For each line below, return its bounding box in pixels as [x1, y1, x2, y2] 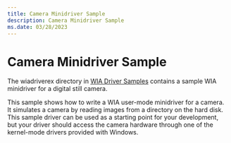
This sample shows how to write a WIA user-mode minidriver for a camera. [7, 98, 225, 106]
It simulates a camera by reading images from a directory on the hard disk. [7, 106, 224, 114]
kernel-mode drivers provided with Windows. [7, 128, 139, 137]
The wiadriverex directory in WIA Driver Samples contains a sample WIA [7, 77, 217, 85]
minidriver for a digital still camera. [7, 85, 108, 93]
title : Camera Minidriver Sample [7, 10, 106, 18]
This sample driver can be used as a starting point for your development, [7, 113, 219, 122]
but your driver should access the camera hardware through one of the [7, 120, 213, 129]
